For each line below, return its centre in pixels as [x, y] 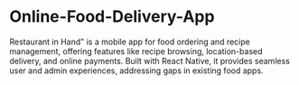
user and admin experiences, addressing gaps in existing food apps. [136, 71]
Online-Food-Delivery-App [112, 17]
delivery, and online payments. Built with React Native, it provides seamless [150, 61]
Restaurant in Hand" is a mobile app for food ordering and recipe [130, 42]
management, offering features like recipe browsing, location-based [136, 51]
